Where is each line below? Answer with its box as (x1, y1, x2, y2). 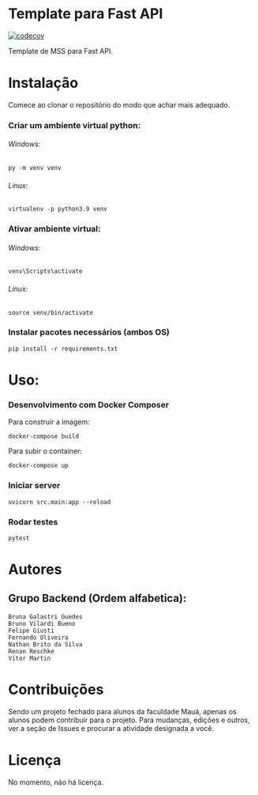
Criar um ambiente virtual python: (8, 119, 141, 131)
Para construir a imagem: (8, 417, 91, 427)
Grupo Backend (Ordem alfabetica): (8, 592, 187, 605)
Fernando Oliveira (8, 634, 69, 642)
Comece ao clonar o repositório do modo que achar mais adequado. (8, 100, 230, 109)
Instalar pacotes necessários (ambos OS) (8, 327, 170, 338)
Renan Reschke (8, 647, 55, 655)
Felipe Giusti (8, 627, 55, 634)
